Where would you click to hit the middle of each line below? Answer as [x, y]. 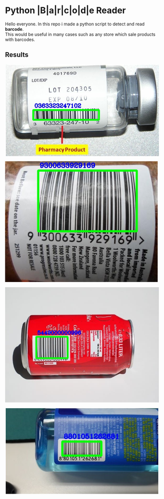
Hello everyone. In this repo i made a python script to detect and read [75, 24]
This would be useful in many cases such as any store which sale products [80, 34]
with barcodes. [20, 40]
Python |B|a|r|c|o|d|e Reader [65, 10]
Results [17, 55]
